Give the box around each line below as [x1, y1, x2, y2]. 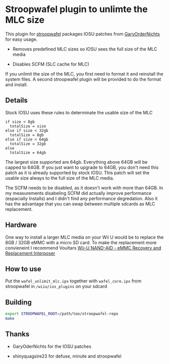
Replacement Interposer [5, 250, 55, 256]
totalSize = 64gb [10, 150, 46, 155]
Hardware [5, 221, 37, 230]
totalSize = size [10, 123, 46, 129]
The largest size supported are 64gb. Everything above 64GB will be [5, 159, 148, 165]
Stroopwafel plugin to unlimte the [5, 4, 148, 15]
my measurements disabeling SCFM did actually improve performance [5, 190, 152, 196]
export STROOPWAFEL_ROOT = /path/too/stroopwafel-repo [5, 311, 119, 317]
